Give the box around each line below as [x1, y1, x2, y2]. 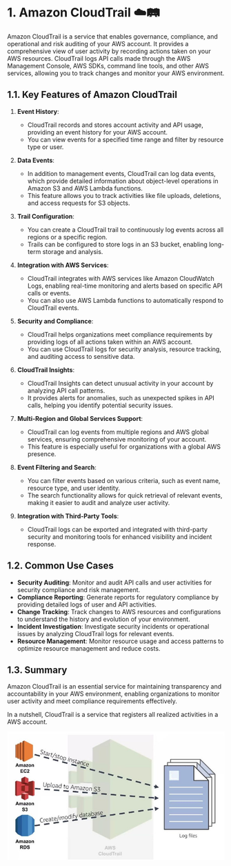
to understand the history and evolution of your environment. [17, 615, 191, 623]
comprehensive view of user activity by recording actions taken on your [7, 47, 212, 55]
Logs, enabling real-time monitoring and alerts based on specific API [27, 282, 223, 290]
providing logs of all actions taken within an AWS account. [27, 337, 193, 346]
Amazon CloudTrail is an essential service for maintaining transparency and [7, 682, 222, 691]
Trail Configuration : [17, 212, 74, 220]
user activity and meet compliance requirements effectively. [7, 697, 178, 705]
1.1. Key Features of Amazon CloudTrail [7, 89, 178, 101]
